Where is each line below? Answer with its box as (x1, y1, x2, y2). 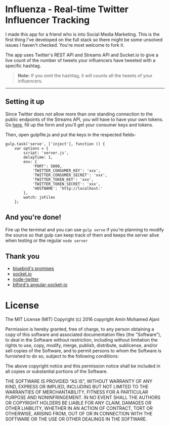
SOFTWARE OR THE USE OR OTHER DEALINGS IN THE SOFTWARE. (5, 416, 147, 422)
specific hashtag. (5, 63, 41, 69)
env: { (23, 159, 37, 164)
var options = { (14, 146, 49, 151)
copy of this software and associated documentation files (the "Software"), (5, 331, 162, 338)
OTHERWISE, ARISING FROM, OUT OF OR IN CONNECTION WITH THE (5, 411, 153, 417)
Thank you (5, 252, 39, 260)
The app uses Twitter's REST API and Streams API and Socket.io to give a (5, 52, 158, 58)
